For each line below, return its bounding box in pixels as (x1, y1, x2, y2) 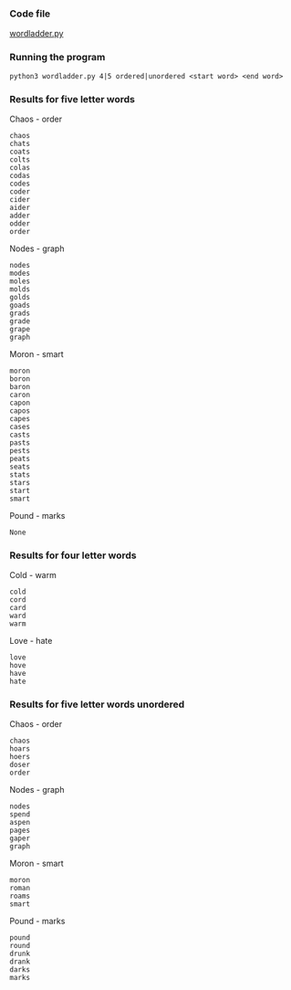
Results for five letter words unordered (9, 698, 185, 711)
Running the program (9, 51, 106, 64)
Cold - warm (9, 570, 57, 581)
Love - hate (9, 636, 53, 647)
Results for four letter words (9, 549, 137, 562)
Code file (9, 7, 51, 20)
